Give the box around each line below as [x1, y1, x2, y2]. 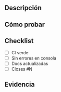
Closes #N [11, 66, 33, 72]
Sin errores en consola [11, 55, 57, 61]
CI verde [11, 49, 29, 55]
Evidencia [4, 80, 35, 89]
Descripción [4, 4, 42, 12]
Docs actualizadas [11, 61, 49, 66]
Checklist [4, 37, 34, 45]
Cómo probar [4, 20, 45, 29]
